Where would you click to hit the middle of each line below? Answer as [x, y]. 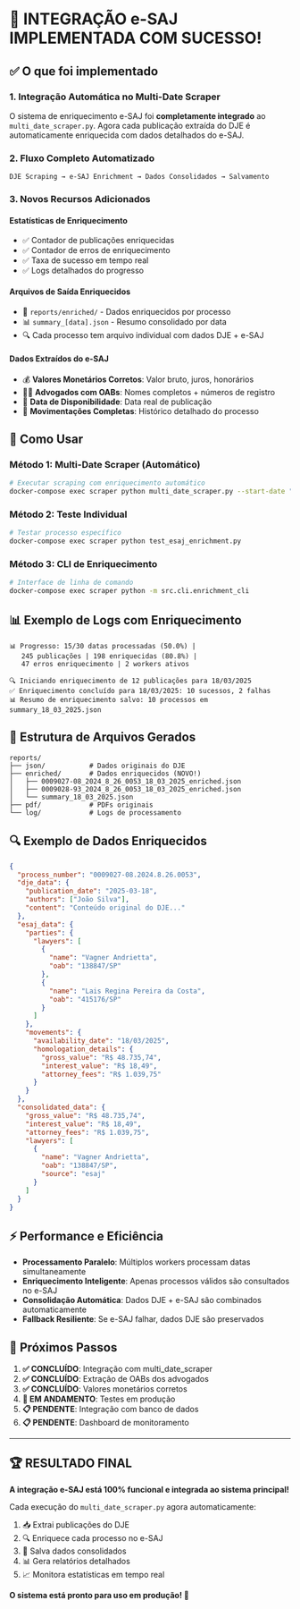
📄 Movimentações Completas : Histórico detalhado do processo [140, 411]
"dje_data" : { [43, 883]
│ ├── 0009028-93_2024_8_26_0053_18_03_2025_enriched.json [125, 789]
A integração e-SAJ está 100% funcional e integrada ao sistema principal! [150, 1489]
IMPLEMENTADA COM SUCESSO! [136, 38]
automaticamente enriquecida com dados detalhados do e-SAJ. [127, 135]
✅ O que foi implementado [84, 71]
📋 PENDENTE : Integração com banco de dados [110, 1410]
